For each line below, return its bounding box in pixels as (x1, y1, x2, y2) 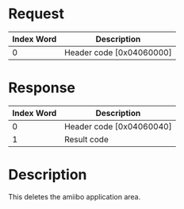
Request (8, 5, 65, 23)
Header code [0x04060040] (64, 121, 172, 132)
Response (8, 79, 76, 97)
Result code (64, 134, 109, 145)
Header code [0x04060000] (64, 47, 172, 58)
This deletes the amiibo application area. (8, 192, 141, 201)
